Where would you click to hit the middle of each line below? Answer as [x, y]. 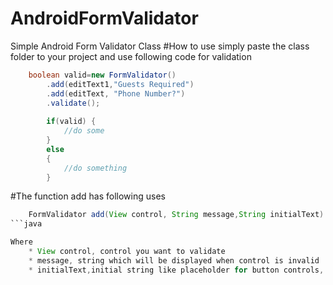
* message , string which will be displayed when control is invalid [174, 260]
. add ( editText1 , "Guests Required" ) [120, 84]
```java [26, 224]
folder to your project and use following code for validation [131, 56]
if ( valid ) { [71, 122]
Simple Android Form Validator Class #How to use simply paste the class [160, 46]
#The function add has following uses [88, 196]
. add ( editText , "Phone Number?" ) [116, 93]
